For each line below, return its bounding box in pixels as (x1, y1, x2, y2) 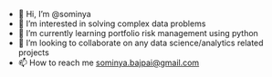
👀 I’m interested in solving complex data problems (17, 18, 206, 29)
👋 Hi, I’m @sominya (17, 9, 91, 19)
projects (17, 47, 50, 58)
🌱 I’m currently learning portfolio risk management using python (17, 28, 258, 38)
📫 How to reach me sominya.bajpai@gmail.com (17, 57, 200, 68)
